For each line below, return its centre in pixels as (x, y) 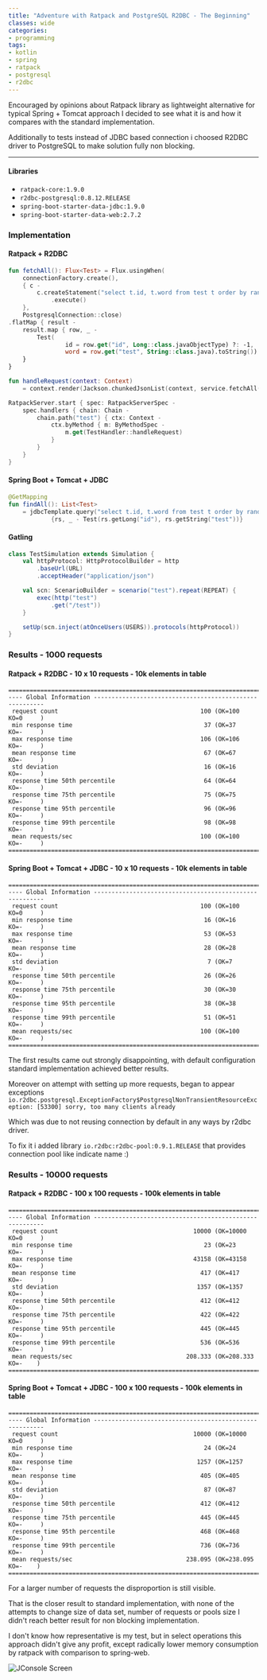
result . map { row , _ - (60, 330)
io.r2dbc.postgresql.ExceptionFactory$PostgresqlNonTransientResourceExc (133, 1100)
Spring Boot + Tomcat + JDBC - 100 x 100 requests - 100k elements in (126, 1388)
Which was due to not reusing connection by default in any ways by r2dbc (130, 1122)
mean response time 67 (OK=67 (124, 753)
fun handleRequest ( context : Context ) (71, 381)
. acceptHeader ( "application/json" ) (96, 576)
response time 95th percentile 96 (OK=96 (124, 809)
